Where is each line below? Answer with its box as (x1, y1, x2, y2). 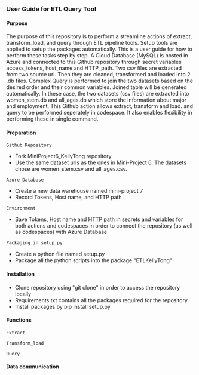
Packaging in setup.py (6, 240, 63, 246)
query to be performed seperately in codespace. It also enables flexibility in (6, 109, 192, 116)
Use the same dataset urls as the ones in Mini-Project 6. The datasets (14, 159, 187, 166)
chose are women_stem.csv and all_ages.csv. (14, 165, 127, 173)
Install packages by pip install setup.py (14, 303, 111, 310)
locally (14, 290, 32, 297)
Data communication (6, 363, 60, 370)
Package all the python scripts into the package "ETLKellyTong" (14, 257, 172, 264)
